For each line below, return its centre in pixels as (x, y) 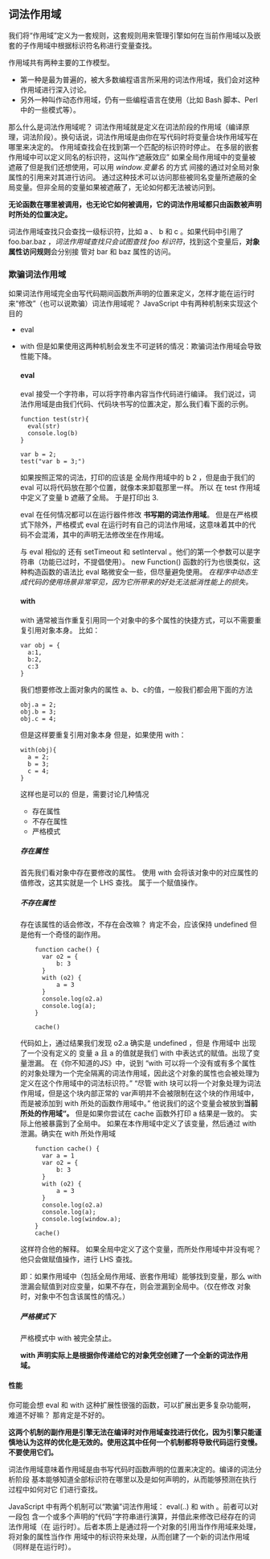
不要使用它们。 (33, 1452)
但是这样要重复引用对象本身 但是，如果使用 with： (103, 734)
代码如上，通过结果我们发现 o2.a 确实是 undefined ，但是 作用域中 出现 (138, 1043)
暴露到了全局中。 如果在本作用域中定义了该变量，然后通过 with (152, 1124)
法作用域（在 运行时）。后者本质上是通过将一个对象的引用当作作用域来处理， (134, 1526)
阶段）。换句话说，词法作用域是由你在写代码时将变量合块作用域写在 (147, 137)
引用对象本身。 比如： (63, 630)
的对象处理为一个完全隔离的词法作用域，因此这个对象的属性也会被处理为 (139, 1073)
